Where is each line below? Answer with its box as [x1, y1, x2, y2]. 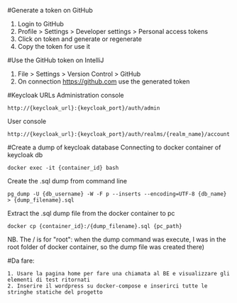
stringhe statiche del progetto [7, 289, 103, 296]
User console [7, 117, 47, 125]
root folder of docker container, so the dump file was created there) [7, 243, 204, 251]
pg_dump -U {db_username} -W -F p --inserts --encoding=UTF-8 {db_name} [7, 190, 227, 198]
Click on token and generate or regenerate [17, 35, 142, 43]
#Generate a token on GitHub [7, 6, 94, 14]
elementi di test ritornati [7, 276, 91, 283]
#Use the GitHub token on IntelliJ [7, 56, 104, 64]
